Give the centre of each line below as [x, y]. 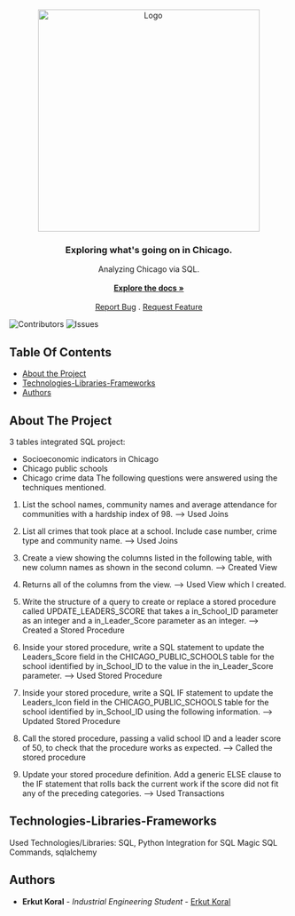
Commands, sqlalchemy [53, 852]
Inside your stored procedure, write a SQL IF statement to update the [147, 692]
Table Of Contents [61, 352]
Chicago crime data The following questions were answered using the [150, 478]
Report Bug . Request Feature [149, 307]
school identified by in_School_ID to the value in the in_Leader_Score [147, 665]
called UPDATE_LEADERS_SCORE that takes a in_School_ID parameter [150, 611]
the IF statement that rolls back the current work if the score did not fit [150, 784]
